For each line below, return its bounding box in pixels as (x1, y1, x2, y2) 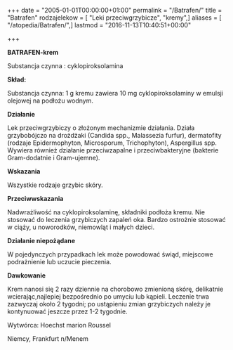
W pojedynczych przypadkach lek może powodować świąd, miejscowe (7, 250, 213, 259)
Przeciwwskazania (7, 195, 64, 202)
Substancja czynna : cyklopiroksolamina (7, 62, 124, 70)
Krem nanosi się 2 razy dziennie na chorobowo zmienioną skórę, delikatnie (7, 285, 224, 293)
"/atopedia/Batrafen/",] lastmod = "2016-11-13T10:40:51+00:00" (7, 21, 192, 29)
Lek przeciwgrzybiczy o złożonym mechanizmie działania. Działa (7, 124, 195, 132)
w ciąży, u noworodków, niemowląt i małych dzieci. (7, 223, 155, 231)
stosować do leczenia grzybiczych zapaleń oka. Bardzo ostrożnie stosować (7, 216, 226, 223)
